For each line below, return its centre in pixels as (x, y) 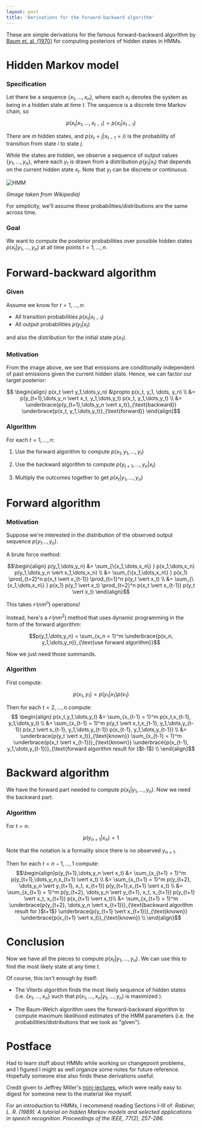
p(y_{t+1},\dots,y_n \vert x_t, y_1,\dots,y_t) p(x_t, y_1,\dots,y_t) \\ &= (101, 398)
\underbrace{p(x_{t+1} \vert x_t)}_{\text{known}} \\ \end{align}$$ (101, 918)
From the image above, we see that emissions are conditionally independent (100, 368)
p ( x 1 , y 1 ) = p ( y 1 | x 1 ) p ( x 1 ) (101, 695)
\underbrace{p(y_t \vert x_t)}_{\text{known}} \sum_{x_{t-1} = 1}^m (101, 736)
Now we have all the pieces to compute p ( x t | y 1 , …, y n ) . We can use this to (96, 959)
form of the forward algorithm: (44, 624)
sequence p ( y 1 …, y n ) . (32, 542)
